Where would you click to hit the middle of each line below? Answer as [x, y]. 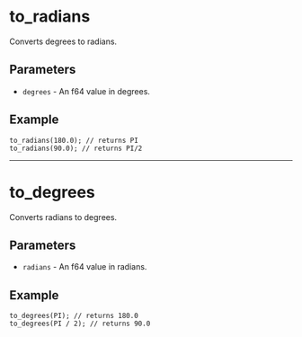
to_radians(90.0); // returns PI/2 [76, 148]
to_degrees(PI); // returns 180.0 [74, 316]
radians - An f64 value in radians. [84, 267]
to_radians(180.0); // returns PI [74, 140]
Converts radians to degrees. [63, 217]
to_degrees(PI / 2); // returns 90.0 [80, 324]
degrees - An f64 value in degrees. [86, 91]
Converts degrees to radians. [63, 41]
